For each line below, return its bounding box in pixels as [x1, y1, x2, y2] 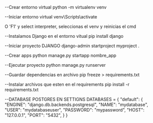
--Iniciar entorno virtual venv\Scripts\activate [4, 14, 98, 19]
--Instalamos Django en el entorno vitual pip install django [4, 33, 124, 39]
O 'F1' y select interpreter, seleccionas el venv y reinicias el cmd [4, 23, 137, 29]
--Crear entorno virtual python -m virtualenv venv [4, 4, 107, 10]
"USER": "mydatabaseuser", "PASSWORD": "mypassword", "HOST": [4, 107, 145, 113]
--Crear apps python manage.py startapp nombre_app [4, 52, 117, 58]
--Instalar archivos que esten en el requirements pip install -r [4, 82, 130, 87]
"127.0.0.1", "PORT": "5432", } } [4, 112, 68, 118]
